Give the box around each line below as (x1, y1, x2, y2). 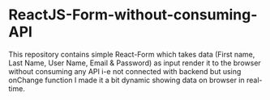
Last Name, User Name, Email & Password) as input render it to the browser (8, 58, 261, 68)
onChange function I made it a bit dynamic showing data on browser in (8, 75, 245, 85)
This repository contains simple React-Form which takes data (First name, (8, 49, 255, 59)
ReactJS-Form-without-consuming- (8, 6, 258, 24)
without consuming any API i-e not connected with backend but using (8, 66, 242, 76)
